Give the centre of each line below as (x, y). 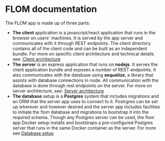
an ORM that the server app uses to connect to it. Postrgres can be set (85, 101)
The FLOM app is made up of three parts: (48, 23)
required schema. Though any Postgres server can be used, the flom (83, 117)
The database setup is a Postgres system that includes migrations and (85, 96)
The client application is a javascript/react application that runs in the (84, 32)
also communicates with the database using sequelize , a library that (83, 75)
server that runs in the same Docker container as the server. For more (84, 128)
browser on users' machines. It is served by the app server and (77, 38)
